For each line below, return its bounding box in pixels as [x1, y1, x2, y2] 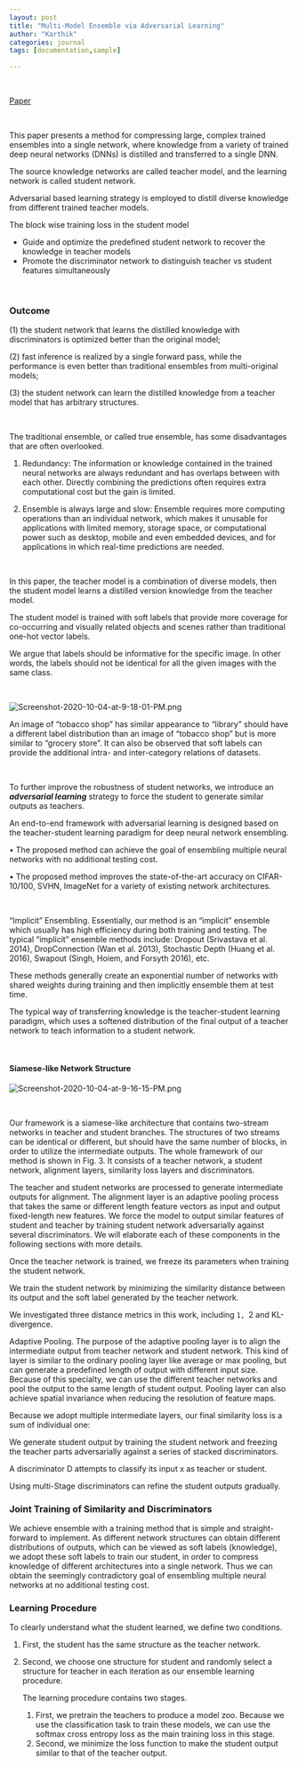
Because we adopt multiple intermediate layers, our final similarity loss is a [9, 1409, 283, 1420]
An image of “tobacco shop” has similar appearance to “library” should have [9, 719, 289, 730]
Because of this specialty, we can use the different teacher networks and [9, 1374, 278, 1384]
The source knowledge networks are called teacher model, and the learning [9, 166, 287, 177]
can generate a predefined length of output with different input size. [9, 1364, 258, 1375]
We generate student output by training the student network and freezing [9, 1436, 278, 1447]
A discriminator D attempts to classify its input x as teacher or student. [9, 1463, 268, 1473]
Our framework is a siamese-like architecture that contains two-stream [9, 1117, 270, 1128]
